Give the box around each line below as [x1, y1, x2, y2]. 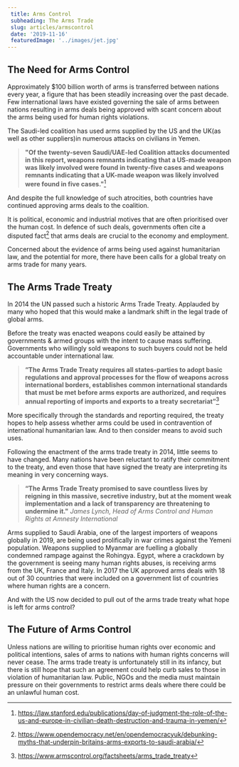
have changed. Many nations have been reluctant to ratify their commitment [7, 455, 230, 463]
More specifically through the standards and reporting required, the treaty [7, 411, 224, 419]
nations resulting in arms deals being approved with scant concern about [7, 105, 222, 114]
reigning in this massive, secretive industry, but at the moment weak [24, 491, 232, 500]
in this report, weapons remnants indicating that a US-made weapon [24, 155, 232, 164]
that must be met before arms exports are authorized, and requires [24, 388, 226, 397]
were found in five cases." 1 [24, 178, 107, 188]
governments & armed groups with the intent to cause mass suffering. [7, 336, 213, 345]
